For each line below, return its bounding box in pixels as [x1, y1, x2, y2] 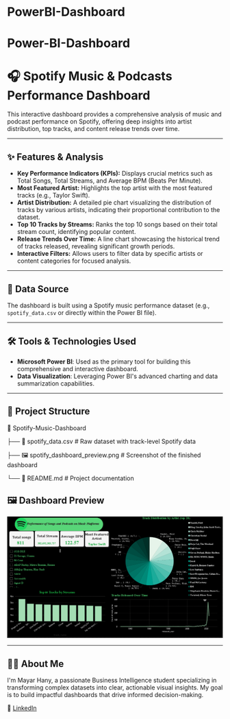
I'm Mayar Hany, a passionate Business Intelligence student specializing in [7, 676, 217, 685]
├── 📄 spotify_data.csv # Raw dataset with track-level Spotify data [7, 437, 196, 445]
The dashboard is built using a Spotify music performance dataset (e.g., [7, 301, 210, 309]
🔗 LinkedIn [7, 704, 37, 712]
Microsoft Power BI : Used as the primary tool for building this [16, 357, 191, 366]
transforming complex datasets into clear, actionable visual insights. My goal [7, 683, 223, 692]
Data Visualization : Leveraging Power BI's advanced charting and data [16, 372, 218, 380]
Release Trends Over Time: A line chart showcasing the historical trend [16, 235, 220, 244]
